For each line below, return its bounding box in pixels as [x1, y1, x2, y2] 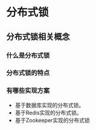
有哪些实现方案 [6, 86, 50, 95]
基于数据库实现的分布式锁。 [14, 101, 85, 109]
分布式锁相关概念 [6, 31, 70, 42]
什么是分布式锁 [6, 51, 50, 59]
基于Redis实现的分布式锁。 [14, 109, 83, 116]
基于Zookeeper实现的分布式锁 [14, 116, 91, 124]
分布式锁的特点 [6, 69, 50, 77]
